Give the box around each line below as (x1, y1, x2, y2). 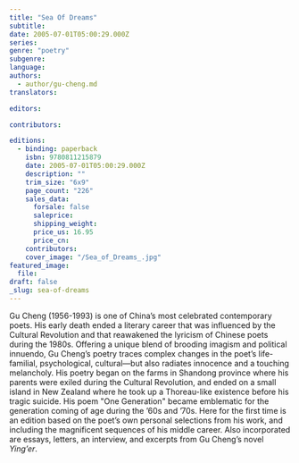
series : (9, 38, 38, 47)
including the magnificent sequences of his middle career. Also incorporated (9, 424, 291, 434)
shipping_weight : (32, 220, 98, 229)
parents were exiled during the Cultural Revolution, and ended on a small (9, 376, 277, 387)
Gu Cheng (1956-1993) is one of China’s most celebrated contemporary (9, 310, 272, 321)
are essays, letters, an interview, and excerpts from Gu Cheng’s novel (9, 434, 264, 444)
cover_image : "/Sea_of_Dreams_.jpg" (25, 252, 162, 262)
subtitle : (9, 21, 46, 30)
